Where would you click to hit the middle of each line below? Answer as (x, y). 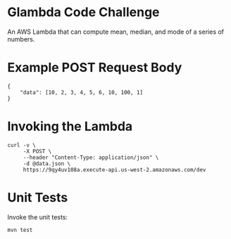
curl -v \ (22, 145)
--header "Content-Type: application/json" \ (91, 157)
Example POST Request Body (95, 68)
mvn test (20, 230)
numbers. (21, 39)
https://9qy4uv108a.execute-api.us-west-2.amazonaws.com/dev (114, 169)
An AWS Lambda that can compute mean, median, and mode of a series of (115, 32)
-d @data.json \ (47, 163)
